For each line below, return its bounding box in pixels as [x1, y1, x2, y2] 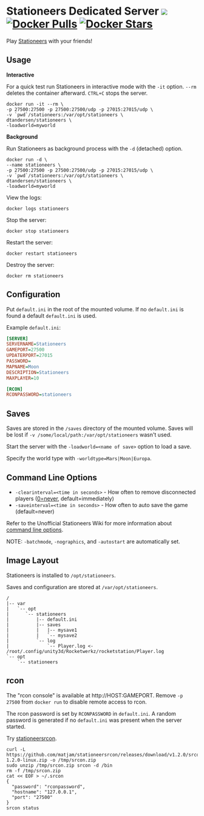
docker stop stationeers [6, 228, 69, 234]
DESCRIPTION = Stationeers [6, 369, 69, 375]
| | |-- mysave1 [6, 627, 78, 633]
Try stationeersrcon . [6, 735, 57, 742]
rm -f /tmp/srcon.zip [6, 767, 61, 773]
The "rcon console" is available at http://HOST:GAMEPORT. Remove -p [6, 691, 183, 699]
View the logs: [6, 193, 42, 201]
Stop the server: [6, 216, 47, 223]
